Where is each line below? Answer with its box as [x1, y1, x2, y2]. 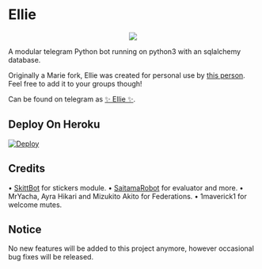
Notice [8, 222, 42, 236]
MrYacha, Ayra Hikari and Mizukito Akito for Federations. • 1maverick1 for [8, 191, 248, 201]
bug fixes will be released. [8, 252, 93, 262]
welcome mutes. [8, 200, 63, 209]
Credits [8, 162, 46, 175]
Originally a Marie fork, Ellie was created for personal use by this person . [8, 70, 245, 80]
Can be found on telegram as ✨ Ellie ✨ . [8, 94, 136, 104]
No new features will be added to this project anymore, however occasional [8, 244, 255, 253]
